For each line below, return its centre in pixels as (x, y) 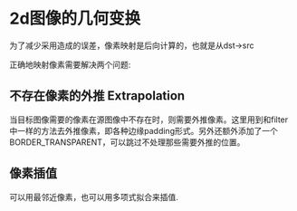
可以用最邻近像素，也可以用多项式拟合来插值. (94, 197)
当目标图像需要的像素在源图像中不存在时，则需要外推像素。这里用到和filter (149, 120)
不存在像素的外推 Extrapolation (97, 96)
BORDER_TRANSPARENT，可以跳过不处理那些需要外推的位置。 (127, 142)
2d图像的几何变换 (75, 19)
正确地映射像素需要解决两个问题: (70, 64)
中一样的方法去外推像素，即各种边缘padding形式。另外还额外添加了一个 (144, 130)
